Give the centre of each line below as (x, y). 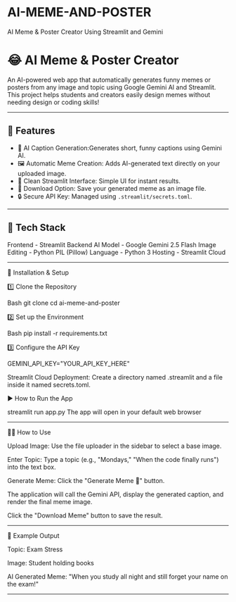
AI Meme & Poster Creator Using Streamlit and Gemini (85, 32)
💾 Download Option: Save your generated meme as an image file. (112, 188)
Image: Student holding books (51, 563)
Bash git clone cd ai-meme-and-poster (64, 303)
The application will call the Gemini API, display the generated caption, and (116, 494)
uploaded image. (42, 173)
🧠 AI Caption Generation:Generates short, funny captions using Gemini (120, 148)
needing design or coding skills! (53, 102)
